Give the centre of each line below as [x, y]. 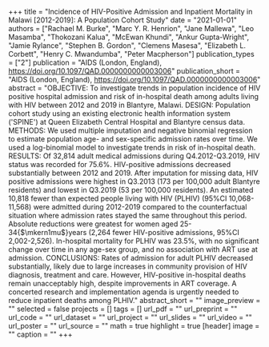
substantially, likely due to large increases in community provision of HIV [128, 266]
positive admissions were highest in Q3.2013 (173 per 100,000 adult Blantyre [134, 181]
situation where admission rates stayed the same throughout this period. [128, 215]
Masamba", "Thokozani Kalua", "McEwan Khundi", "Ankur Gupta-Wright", [129, 37]
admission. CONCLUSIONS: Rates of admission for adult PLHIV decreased [131, 258]
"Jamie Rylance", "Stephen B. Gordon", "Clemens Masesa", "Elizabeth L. [127, 46]
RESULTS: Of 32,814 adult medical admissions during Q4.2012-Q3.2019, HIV [134, 156]
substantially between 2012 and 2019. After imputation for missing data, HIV [133, 173]
